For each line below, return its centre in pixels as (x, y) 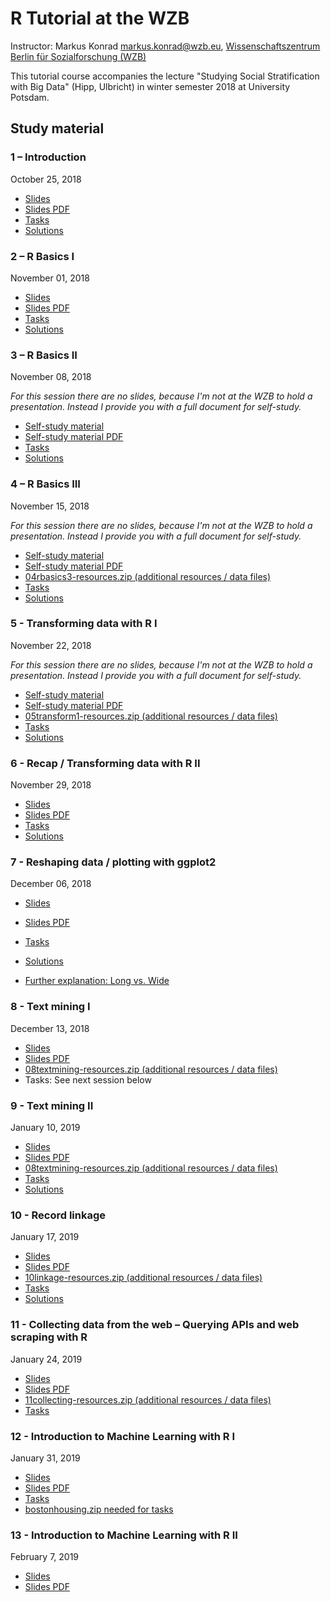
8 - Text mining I (50, 1007)
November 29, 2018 (51, 785)
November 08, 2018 (51, 377)
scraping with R (49, 1337)
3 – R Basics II (44, 355)
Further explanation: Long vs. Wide (97, 981)
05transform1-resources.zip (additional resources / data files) (151, 716)
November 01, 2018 (50, 278)
